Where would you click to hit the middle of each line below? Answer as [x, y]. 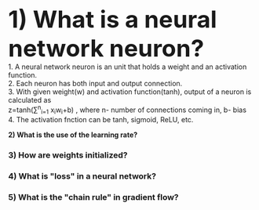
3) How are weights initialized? [68, 155]
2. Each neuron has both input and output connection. [95, 83]
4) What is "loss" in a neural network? [82, 176]
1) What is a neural [113, 19]
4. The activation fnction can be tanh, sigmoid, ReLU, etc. [101, 120]
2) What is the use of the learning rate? [73, 135]
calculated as [30, 100]
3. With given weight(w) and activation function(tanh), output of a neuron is [130, 92]
